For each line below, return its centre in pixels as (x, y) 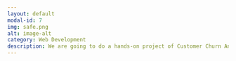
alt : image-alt (29, 33)
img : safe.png (28, 27)
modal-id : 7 (25, 20)
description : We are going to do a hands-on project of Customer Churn (114, 46)
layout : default (31, 14)
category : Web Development (47, 40)
